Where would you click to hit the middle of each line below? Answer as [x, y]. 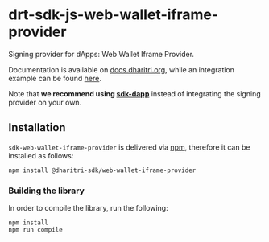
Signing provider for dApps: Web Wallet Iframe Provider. [101, 54]
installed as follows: [41, 155]
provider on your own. [45, 102]
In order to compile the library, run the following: [88, 208]
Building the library [46, 191]
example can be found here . [55, 78]
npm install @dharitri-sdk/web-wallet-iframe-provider [102, 170]
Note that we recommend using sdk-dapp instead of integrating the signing [134, 93]
